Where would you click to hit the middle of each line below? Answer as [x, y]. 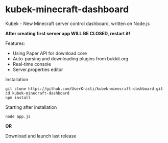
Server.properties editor [38, 69]
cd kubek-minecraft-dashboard [38, 93]
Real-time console [32, 64]
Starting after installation [31, 107]
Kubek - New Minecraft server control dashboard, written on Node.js [78, 23]
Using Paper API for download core [50, 53]
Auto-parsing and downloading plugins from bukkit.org [70, 58]
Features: [15, 43]
